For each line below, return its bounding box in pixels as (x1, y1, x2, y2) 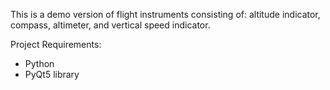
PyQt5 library (24, 69, 80, 80)
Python (24, 58, 55, 69)
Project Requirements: (10, 39, 102, 50)
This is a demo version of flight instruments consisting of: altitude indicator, (10, 9, 321, 20)
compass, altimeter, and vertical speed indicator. (10, 19, 211, 31)
